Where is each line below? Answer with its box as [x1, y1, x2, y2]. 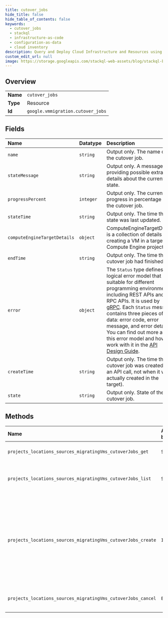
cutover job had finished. [106, 258, 165, 265]
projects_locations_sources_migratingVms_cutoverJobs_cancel [7, 595, 156, 601]
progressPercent [7, 196, 46, 202]
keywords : [5, 21, 26, 27]
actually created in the [106, 374, 159, 381]
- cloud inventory [9, 45, 48, 50]
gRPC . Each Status [106, 303, 151, 311]
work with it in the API [106, 341, 157, 348]
